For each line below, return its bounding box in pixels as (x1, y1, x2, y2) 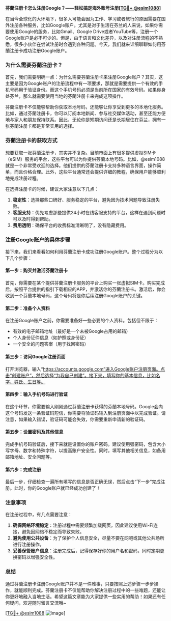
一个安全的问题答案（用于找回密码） (12, 341, 89, 347)
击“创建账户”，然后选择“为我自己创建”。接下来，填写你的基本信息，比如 (5, 372, 156, 378)
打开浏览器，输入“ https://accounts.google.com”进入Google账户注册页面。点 (5, 366, 165, 372)
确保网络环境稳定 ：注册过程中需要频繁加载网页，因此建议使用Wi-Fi (12, 522, 154, 528)
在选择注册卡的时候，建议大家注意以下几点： (5, 186, 99, 192)
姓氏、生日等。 (14, 379, 46, 385)
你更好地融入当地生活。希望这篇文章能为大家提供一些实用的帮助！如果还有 (5, 593, 161, 600)
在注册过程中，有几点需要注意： (5, 512, 72, 518)
